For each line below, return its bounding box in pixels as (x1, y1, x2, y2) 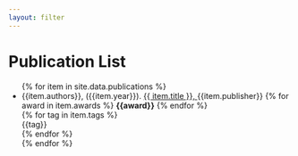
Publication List (8, 51, 126, 71)
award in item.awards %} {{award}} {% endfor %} (21, 100, 208, 111)
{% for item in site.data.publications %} (21, 81, 166, 92)
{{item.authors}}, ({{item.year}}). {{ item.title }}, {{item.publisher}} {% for (21, 90, 289, 101)
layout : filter (8, 12, 65, 22)
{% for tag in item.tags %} (21, 109, 118, 120)
